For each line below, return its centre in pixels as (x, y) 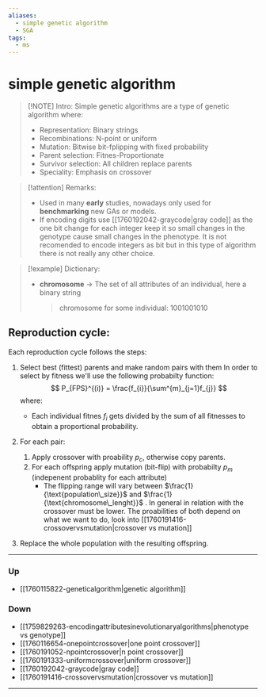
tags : (17, 38)
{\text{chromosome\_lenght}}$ (93, 503)
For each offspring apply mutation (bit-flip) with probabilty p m (132, 468)
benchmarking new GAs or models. (98, 212)
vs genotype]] (42, 634)
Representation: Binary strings (89, 130)
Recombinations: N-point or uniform (98, 139)
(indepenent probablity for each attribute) (99, 477)
